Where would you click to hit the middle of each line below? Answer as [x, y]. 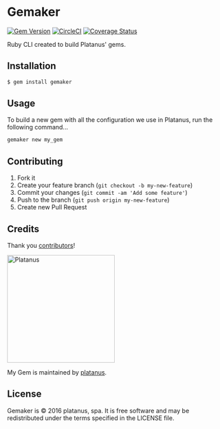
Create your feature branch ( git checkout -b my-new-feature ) [105, 185]
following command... [38, 127]
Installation [32, 66]
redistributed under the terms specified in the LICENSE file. [91, 418]
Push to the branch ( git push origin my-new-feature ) [93, 200]
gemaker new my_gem [35, 140]
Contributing [35, 161]
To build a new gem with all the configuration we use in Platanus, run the [110, 120]
